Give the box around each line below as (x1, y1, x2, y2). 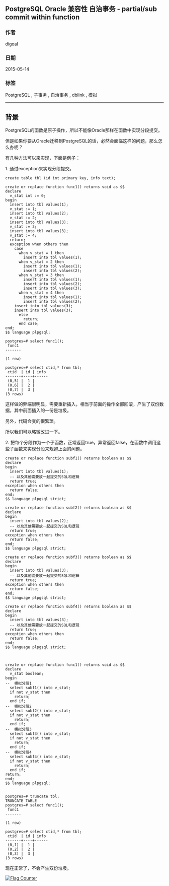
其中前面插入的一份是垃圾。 (14, 407, 71, 414)
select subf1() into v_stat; (10, 686, 71, 691)
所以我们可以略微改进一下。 (5, 429, 63, 435)
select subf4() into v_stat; (10, 755, 71, 760)
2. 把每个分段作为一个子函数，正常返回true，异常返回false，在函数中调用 (5, 440, 157, 446)
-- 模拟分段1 (5, 681, 32, 686)
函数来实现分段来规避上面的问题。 (14, 446, 84, 452)
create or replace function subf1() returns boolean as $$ (5, 456, 132, 461)
